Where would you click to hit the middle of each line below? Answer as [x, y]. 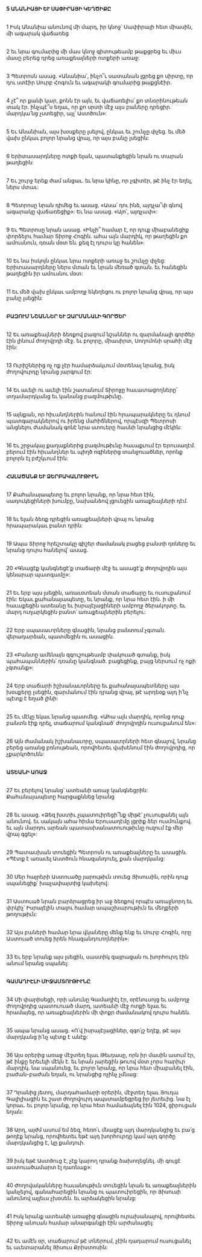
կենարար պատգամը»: [38, 574]
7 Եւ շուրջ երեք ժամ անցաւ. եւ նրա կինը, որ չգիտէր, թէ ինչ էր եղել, [99, 180]
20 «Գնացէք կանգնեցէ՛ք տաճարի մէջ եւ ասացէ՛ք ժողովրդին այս [97, 568]
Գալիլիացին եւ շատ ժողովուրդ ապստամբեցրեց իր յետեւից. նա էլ [99, 1099]
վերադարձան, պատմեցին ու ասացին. [60, 636]
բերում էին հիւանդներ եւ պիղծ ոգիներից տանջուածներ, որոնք [94, 452]
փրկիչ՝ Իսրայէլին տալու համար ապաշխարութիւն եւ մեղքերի [93, 908]
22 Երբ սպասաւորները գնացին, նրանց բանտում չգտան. [86, 630]
